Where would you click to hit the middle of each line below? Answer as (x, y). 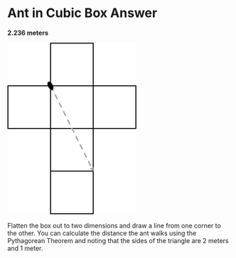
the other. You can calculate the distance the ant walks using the (102, 233)
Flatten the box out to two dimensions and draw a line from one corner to (114, 225)
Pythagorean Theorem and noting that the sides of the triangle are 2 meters (118, 240)
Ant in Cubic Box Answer (82, 13)
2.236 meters (28, 33)
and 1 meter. (25, 248)
